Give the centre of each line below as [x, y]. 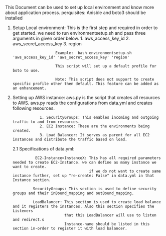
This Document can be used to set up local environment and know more [80, 7]
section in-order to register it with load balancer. [70, 228]
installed [14, 18]
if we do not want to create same [125, 171]
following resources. [34, 108]
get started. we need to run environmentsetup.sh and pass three [79, 33]
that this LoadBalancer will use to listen [110, 215]
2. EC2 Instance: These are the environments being [95, 126]
